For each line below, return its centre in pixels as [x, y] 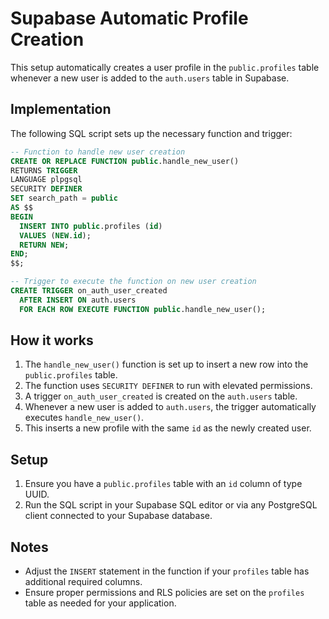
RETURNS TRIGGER [44, 170]
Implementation [61, 109]
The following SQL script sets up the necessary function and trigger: [151, 133]
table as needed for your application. [100, 603]
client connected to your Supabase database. [118, 516]
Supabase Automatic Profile [129, 18]
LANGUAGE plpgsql [46, 180]
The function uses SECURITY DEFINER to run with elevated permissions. [168, 386]
